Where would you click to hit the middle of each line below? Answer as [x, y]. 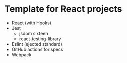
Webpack [22, 55]
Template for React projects [63, 9]
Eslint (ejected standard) [37, 44]
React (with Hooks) [32, 23]
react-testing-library [40, 39]
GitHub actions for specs [37, 49]
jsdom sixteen [34, 33]
